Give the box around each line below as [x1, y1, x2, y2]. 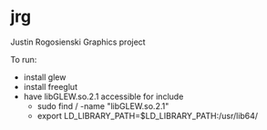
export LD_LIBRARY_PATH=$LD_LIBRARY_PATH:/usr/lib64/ [36, 110, 259, 121]
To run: [10, 54, 37, 65]
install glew [23, 71, 67, 83]
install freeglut [23, 81, 78, 92]
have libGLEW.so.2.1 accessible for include [23, 91, 184, 102]
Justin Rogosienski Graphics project [10, 36, 146, 47]
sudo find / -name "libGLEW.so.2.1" [36, 100, 169, 111]
